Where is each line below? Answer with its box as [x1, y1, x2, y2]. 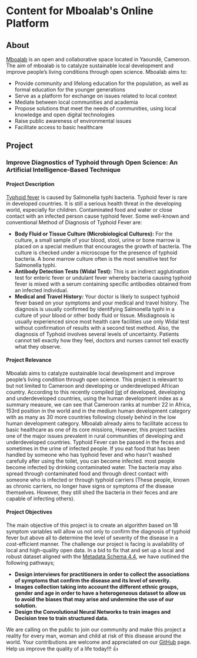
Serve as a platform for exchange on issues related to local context [14, 93, 178, 99]
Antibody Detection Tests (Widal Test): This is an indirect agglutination [14, 267, 189, 275]
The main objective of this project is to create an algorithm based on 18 [6, 521, 178, 529]
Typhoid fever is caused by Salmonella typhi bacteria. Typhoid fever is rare [6, 194, 188, 201]
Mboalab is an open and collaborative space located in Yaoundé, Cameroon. [6, 56, 191, 63]
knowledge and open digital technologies [14, 111, 115, 118]
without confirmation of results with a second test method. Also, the [14, 324, 179, 331]
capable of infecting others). [6, 495, 75, 502]
